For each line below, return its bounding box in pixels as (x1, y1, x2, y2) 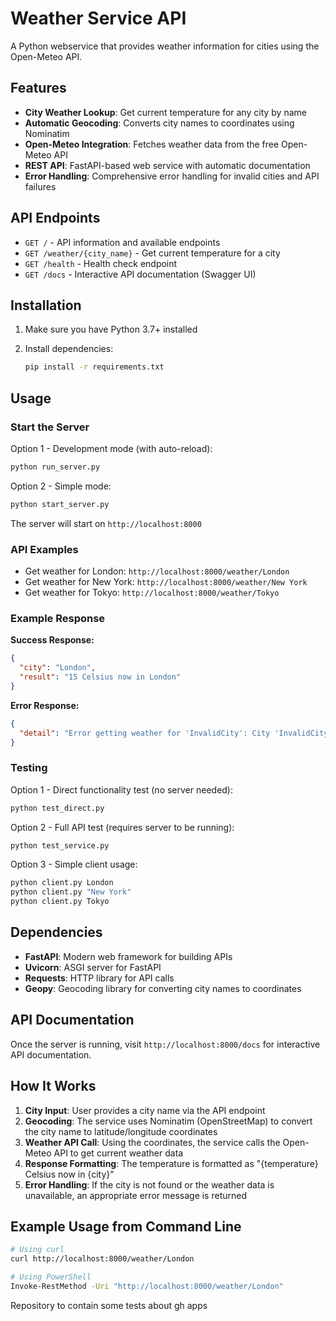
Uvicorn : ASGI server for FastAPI (24, 961, 162, 973)
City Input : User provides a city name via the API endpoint (24, 1104, 266, 1116)
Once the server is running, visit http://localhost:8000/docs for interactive (10, 1038, 321, 1050)
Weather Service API (10, 7, 187, 30)
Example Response (10, 611, 106, 625)
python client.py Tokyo (10, 897, 110, 907)
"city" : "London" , (19, 663, 97, 673)
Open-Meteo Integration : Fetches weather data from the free (24, 138, 280, 150)
